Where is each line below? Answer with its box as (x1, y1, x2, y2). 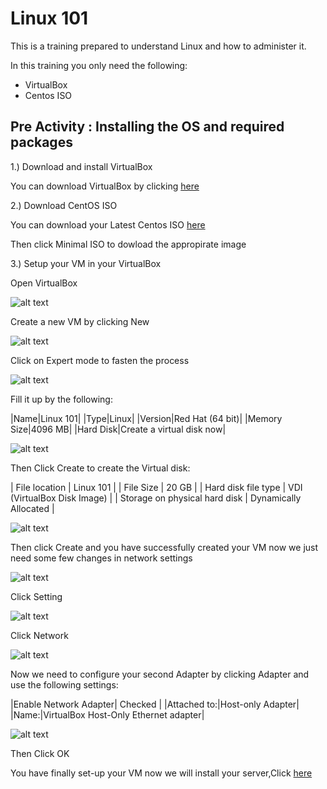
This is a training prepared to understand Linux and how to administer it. (10, 40, 307, 52)
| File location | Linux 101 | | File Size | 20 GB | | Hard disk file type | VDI (10, 481, 303, 493)
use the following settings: (10, 678, 119, 691)
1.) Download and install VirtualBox (10, 160, 153, 172)
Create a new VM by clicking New (10, 315, 150, 327)
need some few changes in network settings (10, 552, 193, 564)
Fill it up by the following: (10, 393, 113, 405)
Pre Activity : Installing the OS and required (10, 118, 285, 136)
